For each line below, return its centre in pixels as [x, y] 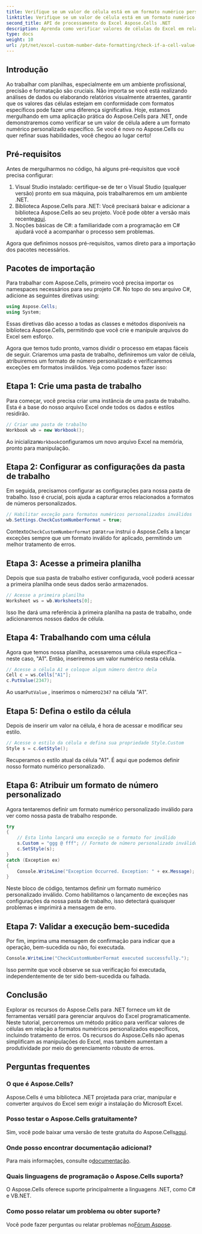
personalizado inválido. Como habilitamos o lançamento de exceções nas [97, 895]
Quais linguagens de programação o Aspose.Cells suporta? [95, 1176]
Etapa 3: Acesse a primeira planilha [74, 563]
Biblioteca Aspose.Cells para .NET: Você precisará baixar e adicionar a [102, 206]
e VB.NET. [19, 1196]
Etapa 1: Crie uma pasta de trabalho [74, 386]
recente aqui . [31, 219]
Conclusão [27, 995]
